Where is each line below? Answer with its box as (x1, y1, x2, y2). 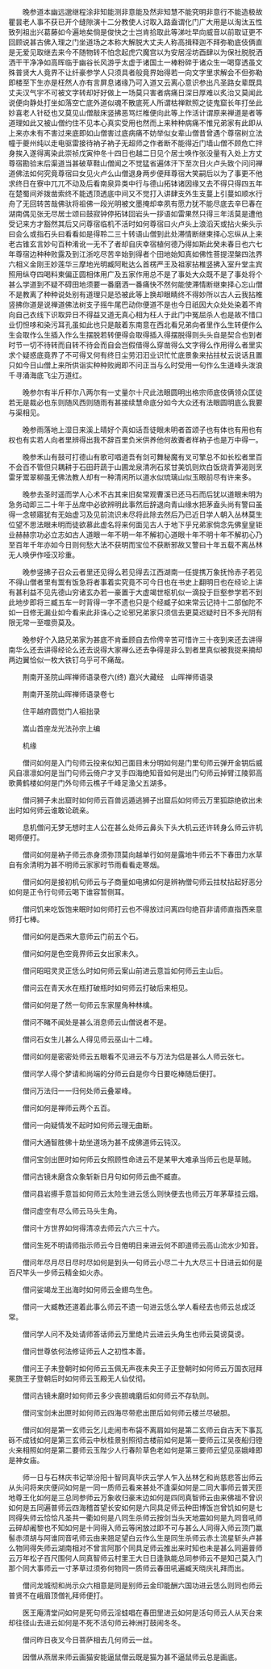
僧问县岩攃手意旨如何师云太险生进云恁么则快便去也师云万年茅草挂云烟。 (22, 1189, 263, 1198)
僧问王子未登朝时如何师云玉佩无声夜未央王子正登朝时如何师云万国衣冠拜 (22, 1364, 263, 1373)
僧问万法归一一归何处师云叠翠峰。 (22, 1086, 135, 1096)
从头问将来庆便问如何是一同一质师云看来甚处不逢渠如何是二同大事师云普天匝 (8, 1482, 263, 1492)
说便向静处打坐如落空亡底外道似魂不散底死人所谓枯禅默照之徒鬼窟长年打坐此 (8, 98, 263, 107)
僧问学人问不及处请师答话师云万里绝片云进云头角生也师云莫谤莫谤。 (22, 1329, 248, 1339)
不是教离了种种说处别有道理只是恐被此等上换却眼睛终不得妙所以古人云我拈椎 (8, 290, 263, 299)
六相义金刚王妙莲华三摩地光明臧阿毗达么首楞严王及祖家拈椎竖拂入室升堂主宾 (8, 259, 263, 269)
